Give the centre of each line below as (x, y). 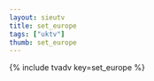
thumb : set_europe (43, 42)
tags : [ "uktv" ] (37, 34)
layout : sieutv (37, 17)
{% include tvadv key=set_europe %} (77, 68)
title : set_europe (43, 26)
